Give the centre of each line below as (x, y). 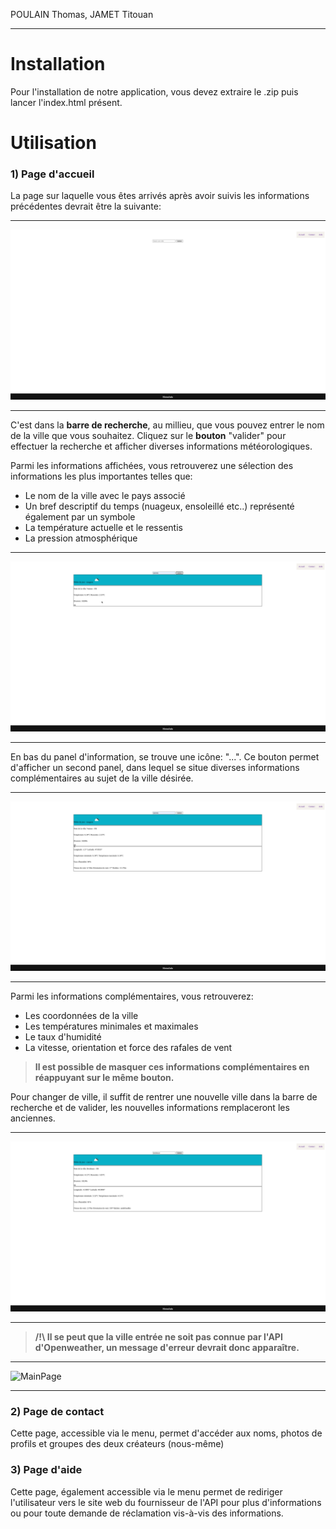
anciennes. (33, 1118)
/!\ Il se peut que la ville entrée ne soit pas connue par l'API (158, 1337)
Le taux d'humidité (63, 1037)
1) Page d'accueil (52, 174)
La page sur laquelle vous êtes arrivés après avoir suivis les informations (160, 196)
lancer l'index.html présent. (66, 102)
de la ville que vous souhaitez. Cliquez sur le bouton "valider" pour (148, 436)
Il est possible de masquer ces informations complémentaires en (172, 1067)
